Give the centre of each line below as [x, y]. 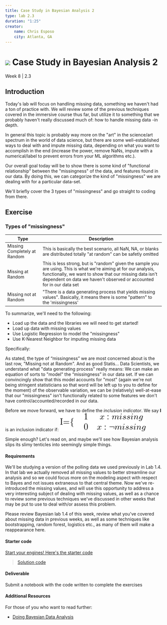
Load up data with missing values [46, 328]
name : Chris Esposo [34, 32]
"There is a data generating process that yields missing [99, 292]
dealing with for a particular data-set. [43, 181]
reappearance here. [25, 530]
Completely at [22, 251]
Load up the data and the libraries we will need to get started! [75, 323]
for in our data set [61, 285]
